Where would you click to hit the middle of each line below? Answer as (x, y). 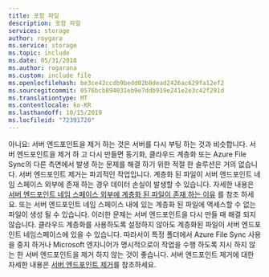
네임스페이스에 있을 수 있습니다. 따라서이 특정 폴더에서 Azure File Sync (134, 234)
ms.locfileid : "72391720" (51, 120)
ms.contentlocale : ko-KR (50, 105)
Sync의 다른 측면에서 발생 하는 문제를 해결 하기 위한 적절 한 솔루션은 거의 (122, 164)
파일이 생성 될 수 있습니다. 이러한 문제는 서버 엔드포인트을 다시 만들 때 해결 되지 (132, 214)
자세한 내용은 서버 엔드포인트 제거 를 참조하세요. (82, 264)
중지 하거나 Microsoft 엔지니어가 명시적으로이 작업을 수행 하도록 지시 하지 (132, 244)
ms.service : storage (43, 46)
